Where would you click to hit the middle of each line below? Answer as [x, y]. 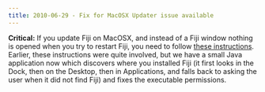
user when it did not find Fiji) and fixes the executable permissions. [117, 79]
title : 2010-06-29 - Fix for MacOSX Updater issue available [111, 15]
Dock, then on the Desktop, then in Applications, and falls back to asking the [132, 71]
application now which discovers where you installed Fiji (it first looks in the [131, 63]
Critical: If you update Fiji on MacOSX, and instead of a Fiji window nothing [131, 38]
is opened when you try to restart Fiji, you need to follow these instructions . [131, 46]
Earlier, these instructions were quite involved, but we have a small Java [125, 54]
